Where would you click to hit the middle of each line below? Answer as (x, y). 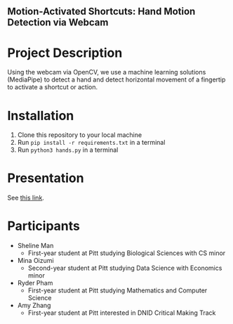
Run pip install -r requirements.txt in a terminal (91, 143)
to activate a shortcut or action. (53, 87)
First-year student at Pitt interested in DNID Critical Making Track (122, 313)
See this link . (26, 198)
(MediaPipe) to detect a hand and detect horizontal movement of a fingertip (116, 79)
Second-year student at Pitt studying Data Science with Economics (125, 268)
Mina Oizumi (35, 261)
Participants (44, 226)
